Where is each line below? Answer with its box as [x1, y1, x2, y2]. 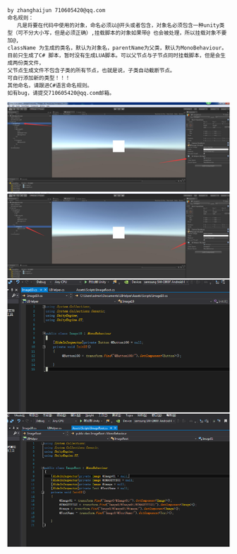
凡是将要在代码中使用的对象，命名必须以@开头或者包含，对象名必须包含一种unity [16, 22, 220, 29]
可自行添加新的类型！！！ [7, 74, 71, 81]
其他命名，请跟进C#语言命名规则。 [7, 82, 93, 89]
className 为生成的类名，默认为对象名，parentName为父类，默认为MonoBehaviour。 [7, 45, 227, 52]
